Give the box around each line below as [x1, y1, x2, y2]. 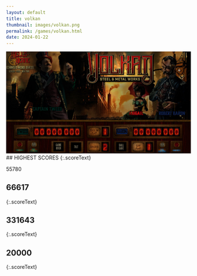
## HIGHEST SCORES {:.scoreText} [6, 154, 91, 161]
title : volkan [6, 15, 41, 22]
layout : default [6, 9, 46, 15]
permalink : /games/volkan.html [6, 28, 83, 34]
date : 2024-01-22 [6, 34, 49, 41]
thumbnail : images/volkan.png [6, 22, 80, 28]
